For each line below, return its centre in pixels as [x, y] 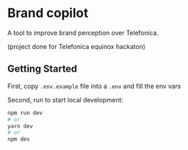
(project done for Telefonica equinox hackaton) [77, 46]
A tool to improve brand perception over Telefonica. [83, 33]
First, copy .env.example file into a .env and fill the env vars [94, 86]
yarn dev [20, 126]
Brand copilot [48, 13]
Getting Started [42, 69]
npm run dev [25, 113]
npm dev [19, 139]
